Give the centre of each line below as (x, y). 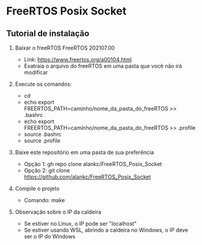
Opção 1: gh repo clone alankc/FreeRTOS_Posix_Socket (93, 164)
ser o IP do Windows (50, 236)
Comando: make (44, 200)
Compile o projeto (37, 189)
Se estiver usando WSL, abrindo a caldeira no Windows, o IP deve (106, 230)
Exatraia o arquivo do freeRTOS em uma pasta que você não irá (103, 66)
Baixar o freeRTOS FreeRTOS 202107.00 (65, 48)
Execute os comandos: (43, 84)
